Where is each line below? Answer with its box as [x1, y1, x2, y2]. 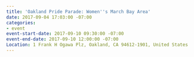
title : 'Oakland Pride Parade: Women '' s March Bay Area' [6, 8, 151, 15]
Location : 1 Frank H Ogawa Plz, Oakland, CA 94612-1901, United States [6, 42, 188, 48]
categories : [6, 20, 36, 26]
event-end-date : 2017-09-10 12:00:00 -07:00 [6, 36, 119, 42]
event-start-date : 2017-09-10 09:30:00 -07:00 [6, 31, 124, 37]
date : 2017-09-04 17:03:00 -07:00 [6, 14, 93, 20]
